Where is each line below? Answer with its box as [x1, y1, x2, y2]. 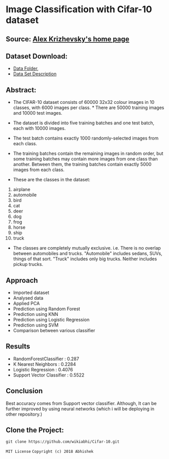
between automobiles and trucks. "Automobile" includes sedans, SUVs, [13, 251, 162, 257]
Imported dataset [13, 289, 50, 296]
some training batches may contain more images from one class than [13, 156, 158, 162]
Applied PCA [13, 301, 40, 307]
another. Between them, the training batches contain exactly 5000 [13, 161, 152, 168]
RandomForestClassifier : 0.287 [13, 356, 79, 362]
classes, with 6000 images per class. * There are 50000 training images [13, 104, 164, 111]
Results [6, 342, 30, 351]
